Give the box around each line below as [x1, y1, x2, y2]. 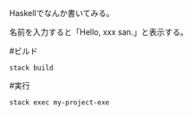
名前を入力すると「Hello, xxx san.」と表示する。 [9, 27, 189, 37]
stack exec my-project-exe [9, 98, 110, 107]
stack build [9, 63, 54, 72]
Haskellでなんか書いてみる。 [9, 8, 114, 18]
